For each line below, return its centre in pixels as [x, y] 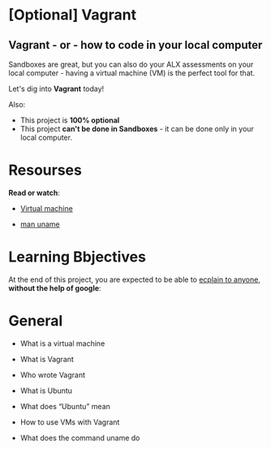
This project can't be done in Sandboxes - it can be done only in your [137, 129]
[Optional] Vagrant [72, 15]
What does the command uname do [80, 438]
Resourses [45, 170]
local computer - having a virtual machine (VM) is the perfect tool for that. [132, 73]
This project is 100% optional [70, 120]
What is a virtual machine [62, 343]
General [36, 321]
